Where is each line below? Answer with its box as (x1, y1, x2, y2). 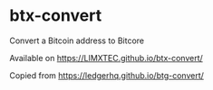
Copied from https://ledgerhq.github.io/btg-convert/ (9, 69, 204, 81)
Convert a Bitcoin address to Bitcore (9, 35, 145, 46)
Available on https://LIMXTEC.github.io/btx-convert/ (9, 52, 204, 63)
